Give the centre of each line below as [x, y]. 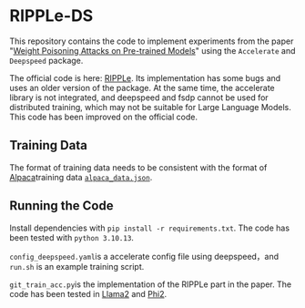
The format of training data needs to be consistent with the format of [138, 167]
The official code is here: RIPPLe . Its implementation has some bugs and [145, 77]
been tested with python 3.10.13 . [72, 237]
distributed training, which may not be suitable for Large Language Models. [150, 107]
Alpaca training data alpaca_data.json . [81, 177]
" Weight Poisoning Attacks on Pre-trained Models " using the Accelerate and [152, 50]
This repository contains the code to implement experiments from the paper [152, 41]
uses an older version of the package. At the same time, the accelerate [142, 87]
